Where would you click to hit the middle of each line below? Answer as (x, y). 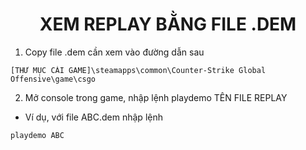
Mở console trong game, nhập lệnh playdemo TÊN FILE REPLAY (156, 97)
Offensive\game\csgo (53, 79)
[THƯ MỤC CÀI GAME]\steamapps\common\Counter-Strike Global (138, 70)
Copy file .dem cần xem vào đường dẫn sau (114, 52)
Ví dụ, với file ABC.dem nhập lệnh (93, 117)
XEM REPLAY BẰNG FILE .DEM (168, 24)
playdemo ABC (37, 135)
